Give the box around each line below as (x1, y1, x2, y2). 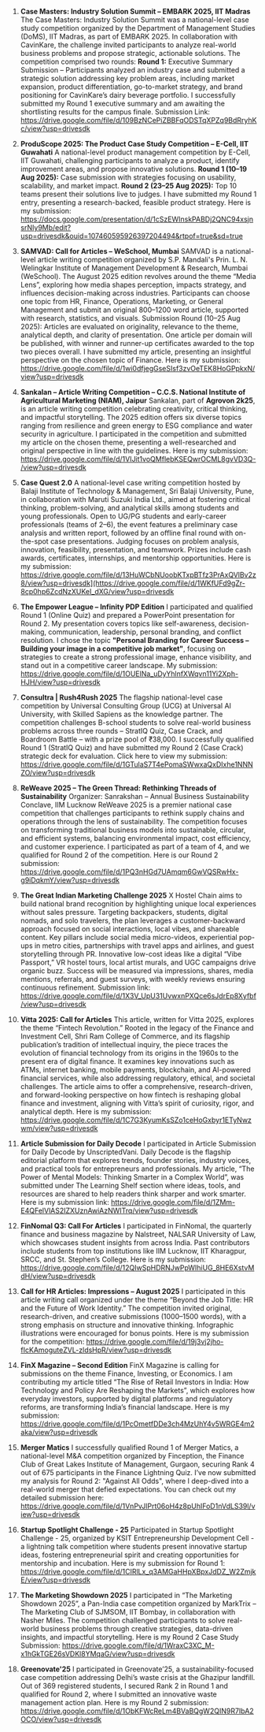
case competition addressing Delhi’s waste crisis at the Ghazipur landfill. (20, 1673, 256, 1682)
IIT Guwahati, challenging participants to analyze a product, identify (20, 156, 240, 165)
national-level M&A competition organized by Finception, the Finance (20, 1451, 245, 1460)
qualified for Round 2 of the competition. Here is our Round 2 (20, 850, 219, 860)
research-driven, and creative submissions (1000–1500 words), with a (20, 1312, 247, 1321)
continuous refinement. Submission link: (20, 983, 151, 992)
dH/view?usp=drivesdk (20, 1272, 96, 1280)
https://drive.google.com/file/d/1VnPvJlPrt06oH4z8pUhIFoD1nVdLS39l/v (20, 1501, 256, 1511)
